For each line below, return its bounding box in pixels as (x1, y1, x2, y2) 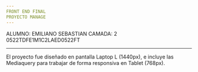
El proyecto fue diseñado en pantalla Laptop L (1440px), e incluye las (6, 53, 174, 60)
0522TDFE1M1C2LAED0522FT (6, 36, 81, 43)
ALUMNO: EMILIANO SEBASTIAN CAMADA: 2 (6, 30, 117, 37)
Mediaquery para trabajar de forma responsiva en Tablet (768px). (6, 59, 165, 66)
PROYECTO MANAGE (6, 14, 46, 20)
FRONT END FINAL (6, 8, 46, 15)
